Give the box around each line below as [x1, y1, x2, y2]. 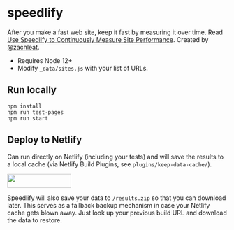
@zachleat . [7, 43, 40, 51]
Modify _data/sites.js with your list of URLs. [17, 64, 149, 72]
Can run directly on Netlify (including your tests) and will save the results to [7, 152, 224, 161]
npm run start [7, 115, 49, 122]
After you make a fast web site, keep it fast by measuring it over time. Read [7, 28, 224, 36]
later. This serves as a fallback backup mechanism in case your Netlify [7, 201, 210, 209]
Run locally [7, 84, 57, 96]
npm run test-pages [7, 108, 64, 116]
